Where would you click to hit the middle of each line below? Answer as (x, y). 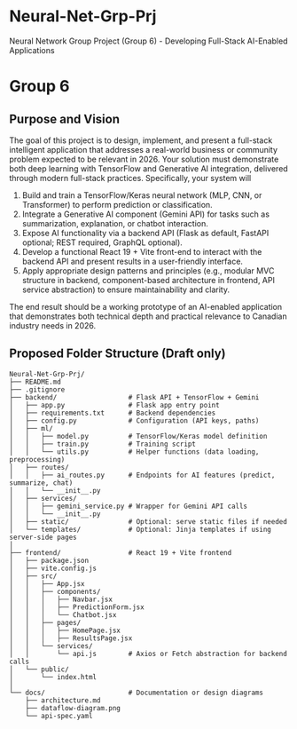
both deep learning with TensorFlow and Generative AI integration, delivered (148, 168)
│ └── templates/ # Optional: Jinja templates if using (141, 529)
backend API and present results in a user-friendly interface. (133, 261)
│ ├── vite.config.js (53, 568)
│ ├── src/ (33, 576)
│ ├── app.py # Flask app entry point (114, 405)
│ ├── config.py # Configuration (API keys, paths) (134, 420)
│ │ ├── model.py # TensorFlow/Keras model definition (138, 436)
